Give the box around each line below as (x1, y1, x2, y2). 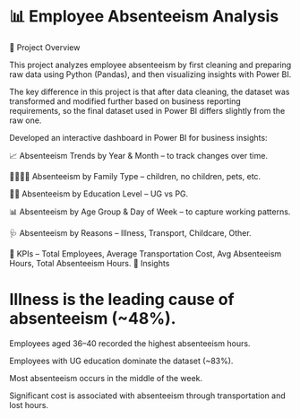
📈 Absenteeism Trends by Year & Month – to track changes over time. (9, 150, 269, 161)
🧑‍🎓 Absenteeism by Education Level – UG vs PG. (9, 188, 189, 199)
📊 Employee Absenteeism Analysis (9, 6, 279, 27)
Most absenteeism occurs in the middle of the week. (9, 372, 203, 383)
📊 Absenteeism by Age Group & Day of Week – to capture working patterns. (9, 206, 291, 217)
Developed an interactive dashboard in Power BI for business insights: (9, 132, 268, 143)
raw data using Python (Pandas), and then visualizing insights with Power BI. (9, 68, 292, 80)
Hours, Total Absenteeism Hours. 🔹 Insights (9, 257, 170, 268)
